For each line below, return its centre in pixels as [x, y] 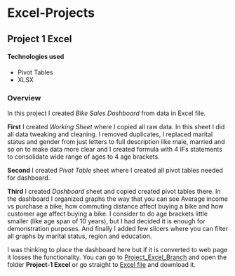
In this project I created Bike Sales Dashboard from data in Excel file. [107, 113]
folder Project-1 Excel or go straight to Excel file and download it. [102, 265]
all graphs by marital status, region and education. [80, 236]
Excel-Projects [51, 13]
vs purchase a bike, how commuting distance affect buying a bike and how [115, 206]
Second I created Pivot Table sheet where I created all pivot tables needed [115, 171]
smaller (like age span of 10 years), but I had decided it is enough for [106, 221]
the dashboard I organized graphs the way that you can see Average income [117, 199]
